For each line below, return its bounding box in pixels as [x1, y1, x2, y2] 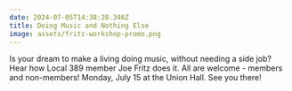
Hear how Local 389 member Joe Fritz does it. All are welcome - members [9, 63, 283, 73]
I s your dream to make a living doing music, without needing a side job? [9, 54, 272, 64]
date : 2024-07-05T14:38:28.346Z [9, 12, 129, 22]
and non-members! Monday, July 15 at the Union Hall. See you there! [9, 72, 263, 83]
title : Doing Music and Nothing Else [9, 21, 150, 30]
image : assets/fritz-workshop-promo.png [9, 29, 162, 38]
